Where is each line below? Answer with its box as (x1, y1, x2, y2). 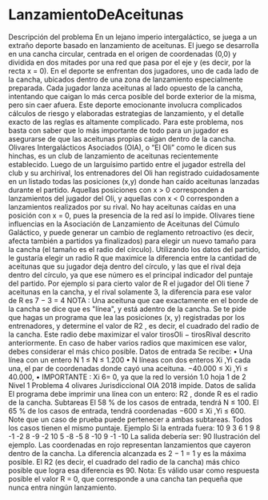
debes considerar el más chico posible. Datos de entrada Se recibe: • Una (8, 346, 254, 356)
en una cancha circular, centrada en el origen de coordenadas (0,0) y (8, 49, 238, 58)
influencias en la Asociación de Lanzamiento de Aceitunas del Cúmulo (8, 218, 240, 229)
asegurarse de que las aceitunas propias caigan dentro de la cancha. (8, 134, 236, 143)
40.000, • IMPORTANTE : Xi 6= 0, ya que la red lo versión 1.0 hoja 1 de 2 (8, 372, 246, 382)
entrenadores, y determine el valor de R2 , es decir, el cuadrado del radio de (8, 321, 260, 330)
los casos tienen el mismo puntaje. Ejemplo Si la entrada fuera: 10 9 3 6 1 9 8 (8, 422, 261, 433)
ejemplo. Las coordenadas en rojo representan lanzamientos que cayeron (8, 440, 251, 450)
